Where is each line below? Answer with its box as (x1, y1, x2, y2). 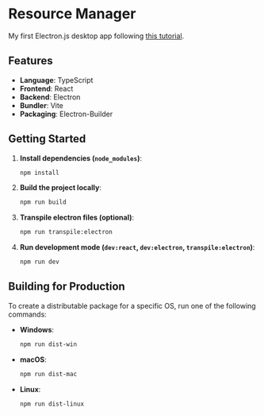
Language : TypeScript (19, 75, 94, 84)
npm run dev (19, 258, 59, 266)
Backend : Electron (19, 92, 81, 102)
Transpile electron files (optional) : (19, 212, 135, 223)
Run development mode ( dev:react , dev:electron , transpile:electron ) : (19, 243, 255, 252)
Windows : (19, 325, 54, 334)
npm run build (19, 198, 67, 207)
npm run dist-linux (19, 399, 85, 408)
